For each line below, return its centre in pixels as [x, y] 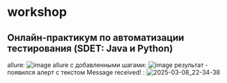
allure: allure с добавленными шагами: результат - [108, 65]
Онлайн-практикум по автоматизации [96, 38]
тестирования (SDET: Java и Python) [90, 48]
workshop [37, 12]
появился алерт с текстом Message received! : [76, 72]
